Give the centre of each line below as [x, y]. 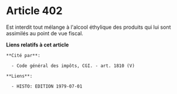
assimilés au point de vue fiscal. [45, 33]
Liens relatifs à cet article [38, 45]
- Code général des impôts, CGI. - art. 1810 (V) [73, 66]
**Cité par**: [23, 55]
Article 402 [34, 11]
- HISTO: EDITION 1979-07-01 [47, 86]
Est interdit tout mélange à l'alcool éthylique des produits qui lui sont [88, 27]
